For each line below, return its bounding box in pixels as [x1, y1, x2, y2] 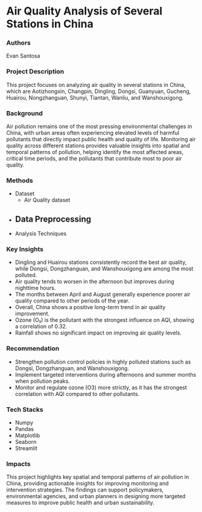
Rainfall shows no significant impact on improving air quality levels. [14, 329, 182, 336]
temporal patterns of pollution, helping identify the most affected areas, [6, 149, 184, 156]
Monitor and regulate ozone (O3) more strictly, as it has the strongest [14, 383, 187, 391]
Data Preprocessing [14, 214, 92, 224]
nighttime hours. [14, 284, 56, 292]
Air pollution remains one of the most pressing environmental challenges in [6, 123, 192, 130]
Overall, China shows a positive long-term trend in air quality [14, 304, 166, 311]
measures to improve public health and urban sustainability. [6, 499, 155, 507]
